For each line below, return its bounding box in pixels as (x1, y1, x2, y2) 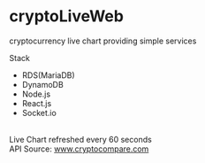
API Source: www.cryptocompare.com (9, 144, 149, 154)
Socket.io (21, 107, 57, 118)
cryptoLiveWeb (9, 6, 124, 27)
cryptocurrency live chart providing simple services (9, 35, 197, 46)
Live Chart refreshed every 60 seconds (9, 134, 152, 144)
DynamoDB (21, 79, 64, 89)
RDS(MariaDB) (21, 69, 75, 81)
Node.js (21, 89, 51, 99)
